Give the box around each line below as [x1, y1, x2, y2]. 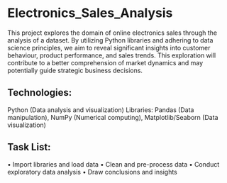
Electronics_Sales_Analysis [7, 5, 173, 21]
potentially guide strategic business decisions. [7, 66, 143, 74]
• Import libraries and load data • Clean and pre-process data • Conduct [7, 160, 220, 168]
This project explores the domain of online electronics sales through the [7, 28, 218, 37]
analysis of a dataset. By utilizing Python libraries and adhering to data [7, 35, 214, 44]
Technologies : [7, 87, 72, 99]
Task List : [7, 141, 51, 153]
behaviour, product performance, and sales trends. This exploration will [7, 51, 216, 60]
